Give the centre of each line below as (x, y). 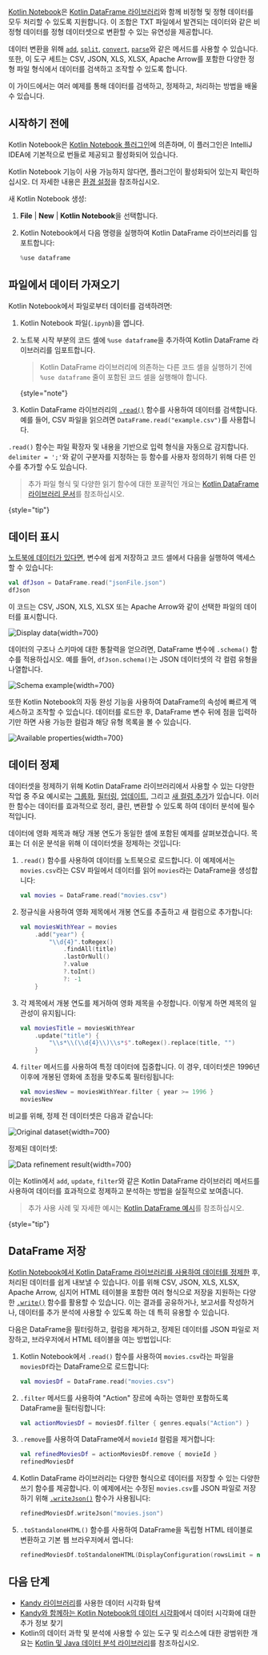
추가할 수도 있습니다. (55, 467)
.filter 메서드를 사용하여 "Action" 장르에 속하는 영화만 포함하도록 (124, 1398)
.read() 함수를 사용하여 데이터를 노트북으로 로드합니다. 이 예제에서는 (128, 860)
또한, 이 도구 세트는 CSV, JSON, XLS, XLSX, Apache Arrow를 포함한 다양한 (127, 59)
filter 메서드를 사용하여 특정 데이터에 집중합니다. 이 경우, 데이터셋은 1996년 (140, 1067)
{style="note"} (44, 393)
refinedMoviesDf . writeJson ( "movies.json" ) (92, 1514)
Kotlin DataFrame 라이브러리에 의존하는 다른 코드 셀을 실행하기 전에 (146, 366)
